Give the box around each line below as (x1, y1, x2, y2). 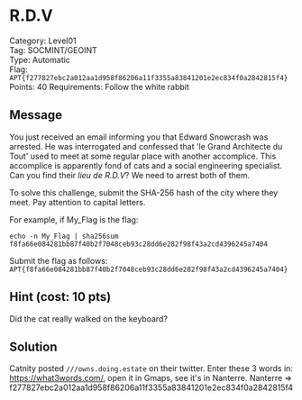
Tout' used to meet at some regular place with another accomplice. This (9, 150, 277, 161)
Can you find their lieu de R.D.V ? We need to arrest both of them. (9, 169, 251, 180)
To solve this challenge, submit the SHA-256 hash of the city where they (9, 186, 279, 198)
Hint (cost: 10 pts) (9, 289, 112, 305)
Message (9, 107, 63, 123)
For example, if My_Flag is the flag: (9, 214, 139, 225)
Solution (9, 339, 58, 354)
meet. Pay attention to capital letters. (9, 196, 146, 207)
